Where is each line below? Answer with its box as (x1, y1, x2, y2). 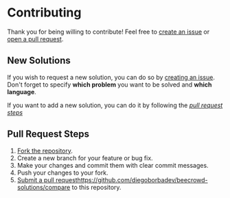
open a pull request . (7, 34, 64, 43)
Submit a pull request (16, 175, 78, 184)
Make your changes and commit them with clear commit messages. (16, 161, 209, 169)
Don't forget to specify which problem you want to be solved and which (7, 80, 212, 89)
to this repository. (71, 183, 122, 191)
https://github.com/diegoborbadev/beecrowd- (77, 175, 208, 184)
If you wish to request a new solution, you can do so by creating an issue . (7, 73, 215, 81)
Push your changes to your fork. (16, 168, 108, 177)
